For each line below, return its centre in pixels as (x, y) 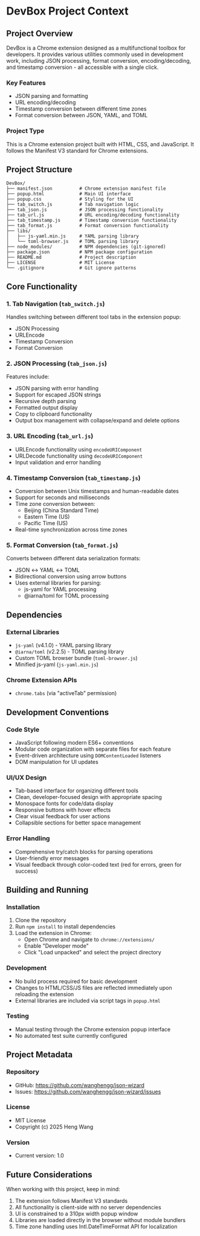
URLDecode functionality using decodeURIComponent (79, 456)
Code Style (23, 730)
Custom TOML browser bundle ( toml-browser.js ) (76, 658)
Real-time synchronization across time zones (71, 529)
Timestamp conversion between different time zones (81, 109)
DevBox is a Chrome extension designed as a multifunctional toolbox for (96, 48)
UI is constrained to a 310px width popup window (76, 1214)
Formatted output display (46, 408)
